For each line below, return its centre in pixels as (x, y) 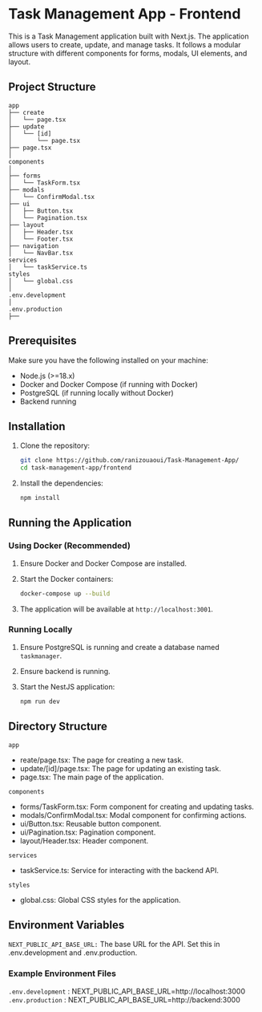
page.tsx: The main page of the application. (92, 777)
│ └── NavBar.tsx (41, 253)
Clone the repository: (55, 445)
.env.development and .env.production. (73, 953)
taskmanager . (41, 656)
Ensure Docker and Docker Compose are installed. (103, 563)
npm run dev (40, 701)
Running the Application (70, 523)
